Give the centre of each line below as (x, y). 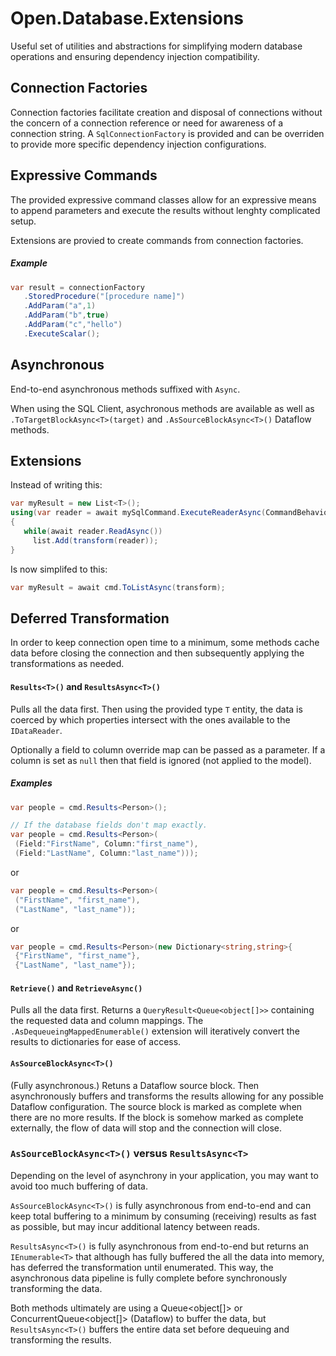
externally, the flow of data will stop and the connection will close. (146, 1128)
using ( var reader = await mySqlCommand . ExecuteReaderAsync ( (138, 513)
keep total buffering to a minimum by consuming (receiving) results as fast (163, 1216)
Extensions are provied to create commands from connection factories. (157, 240)
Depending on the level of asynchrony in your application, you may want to (164, 1175)
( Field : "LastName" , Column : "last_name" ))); (106, 853)
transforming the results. (61, 1339)
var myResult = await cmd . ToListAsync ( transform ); (118, 587)
